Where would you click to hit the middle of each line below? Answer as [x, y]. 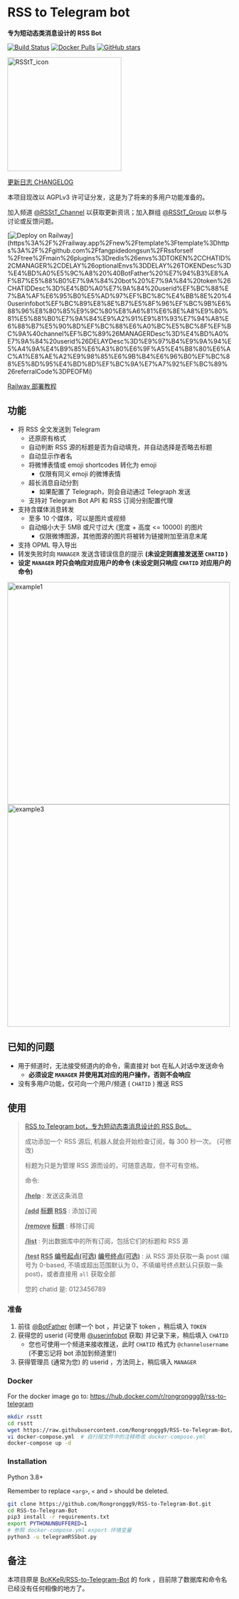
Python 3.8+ [26, 1477]
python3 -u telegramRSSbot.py [52, 1537]
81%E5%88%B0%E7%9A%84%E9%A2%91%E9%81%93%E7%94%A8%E [118, 318]
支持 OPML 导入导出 [47, 544]
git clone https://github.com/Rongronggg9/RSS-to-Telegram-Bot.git [110, 1504]
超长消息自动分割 [53, 482]
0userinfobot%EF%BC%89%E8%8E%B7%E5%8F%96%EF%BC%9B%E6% [119, 303]
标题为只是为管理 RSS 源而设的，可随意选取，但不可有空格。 [113, 1166]
